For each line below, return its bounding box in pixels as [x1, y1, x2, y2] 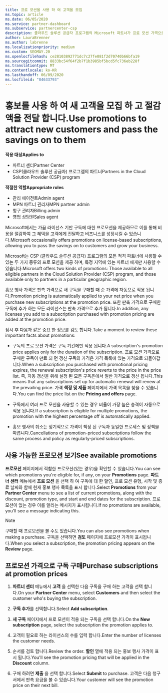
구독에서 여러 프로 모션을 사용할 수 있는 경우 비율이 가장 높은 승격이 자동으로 [12, 401, 161, 407]
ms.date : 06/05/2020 [5, 17, 48, 22]
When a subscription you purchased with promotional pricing [21, 361, 148, 367]
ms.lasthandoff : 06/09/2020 [5, 73, 64, 78]
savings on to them [5, 134, 86, 146]
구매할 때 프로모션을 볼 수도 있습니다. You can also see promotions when [5, 527, 149, 533]
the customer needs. [12, 638, 55, 644]
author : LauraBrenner [5, 36, 50, 41]
